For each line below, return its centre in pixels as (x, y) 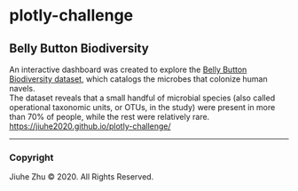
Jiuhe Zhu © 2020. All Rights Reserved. (82, 177)
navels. (22, 88)
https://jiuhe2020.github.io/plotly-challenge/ (90, 126)
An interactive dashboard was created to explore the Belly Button (128, 69)
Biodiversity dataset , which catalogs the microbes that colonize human (138, 79)
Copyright (31, 157)
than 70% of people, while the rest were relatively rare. (110, 117)
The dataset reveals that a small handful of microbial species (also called (142, 98)
